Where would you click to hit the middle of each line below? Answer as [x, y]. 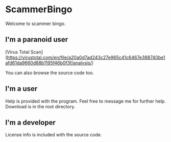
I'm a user [21, 89]
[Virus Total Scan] [24, 52]
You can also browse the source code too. [50, 73]
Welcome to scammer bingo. [35, 23]
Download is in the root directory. [40, 106]
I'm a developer [31, 122]
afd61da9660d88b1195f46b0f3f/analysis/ [48, 63]
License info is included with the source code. [54, 135]
